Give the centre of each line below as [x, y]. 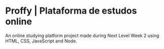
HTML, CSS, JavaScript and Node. [41, 41]
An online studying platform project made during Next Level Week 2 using [82, 35]
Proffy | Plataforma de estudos [71, 11]
